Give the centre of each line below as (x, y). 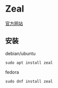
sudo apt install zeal (29, 63)
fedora (12, 72)
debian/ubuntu (21, 53)
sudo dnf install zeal (29, 81)
